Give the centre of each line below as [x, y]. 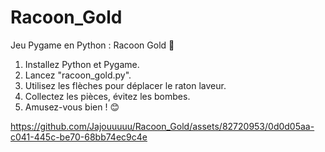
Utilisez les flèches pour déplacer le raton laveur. [125, 85]
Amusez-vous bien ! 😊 [72, 107]
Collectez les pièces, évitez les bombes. [107, 96]
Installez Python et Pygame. [82, 64]
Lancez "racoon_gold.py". [78, 75]
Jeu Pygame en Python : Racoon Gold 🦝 [92, 45]
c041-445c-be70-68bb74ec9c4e [79, 137]
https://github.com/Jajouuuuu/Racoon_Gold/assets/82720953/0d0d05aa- [162, 126]
